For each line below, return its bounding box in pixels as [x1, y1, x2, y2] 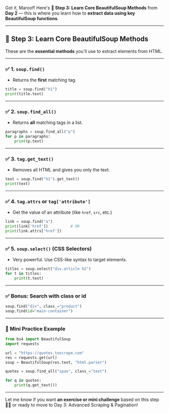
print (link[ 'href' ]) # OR [5, 224, 80, 229]
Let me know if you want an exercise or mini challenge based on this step [5, 396, 159, 403]
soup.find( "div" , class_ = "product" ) [5, 304, 82, 309]
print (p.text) [14, 139, 44, 144]
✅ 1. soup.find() [5, 66, 45, 73]
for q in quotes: [5, 378, 42, 383]
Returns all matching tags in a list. [12, 120, 83, 126]
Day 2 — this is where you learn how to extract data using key [5, 10, 135, 16]
